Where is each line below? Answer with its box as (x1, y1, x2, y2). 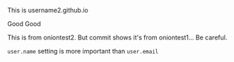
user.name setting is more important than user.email (7, 47, 159, 55)
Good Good (7, 20, 41, 27)
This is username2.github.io (7, 6, 88, 14)
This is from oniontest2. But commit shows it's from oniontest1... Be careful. (7, 33, 228, 42)
